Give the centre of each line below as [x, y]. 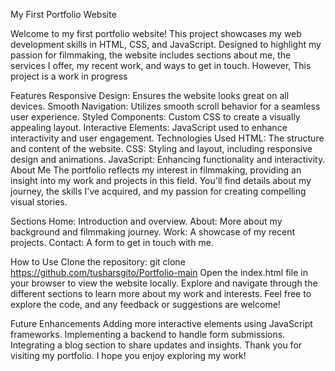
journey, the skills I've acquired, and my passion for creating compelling [158, 191]
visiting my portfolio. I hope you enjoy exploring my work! [128, 355]
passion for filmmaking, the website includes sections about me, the [151, 55]
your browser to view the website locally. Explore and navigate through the [164, 283]
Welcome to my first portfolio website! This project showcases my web [156, 33]
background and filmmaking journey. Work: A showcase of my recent [153, 232]
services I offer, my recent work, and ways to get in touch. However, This [161, 65]
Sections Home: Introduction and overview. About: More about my [146, 221]
